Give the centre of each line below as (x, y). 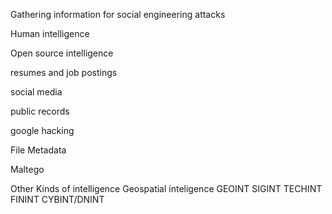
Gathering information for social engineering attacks (118, 14)
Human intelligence (50, 33)
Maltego (27, 169)
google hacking (42, 130)
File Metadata (38, 150)
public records (40, 111)
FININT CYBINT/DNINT (57, 199)
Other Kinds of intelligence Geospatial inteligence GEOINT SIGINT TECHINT (166, 188)
